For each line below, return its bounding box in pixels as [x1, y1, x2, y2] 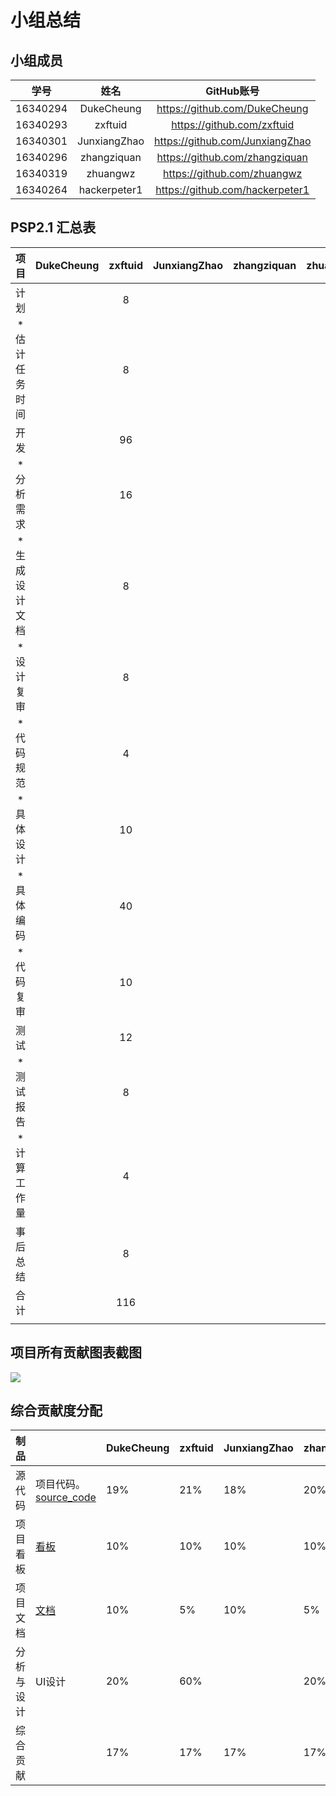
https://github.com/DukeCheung [156, 102, 309, 115]
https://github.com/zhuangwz [163, 167, 303, 180]
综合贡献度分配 [10, 1402, 103, 1420]
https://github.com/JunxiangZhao [154, 134, 312, 148]
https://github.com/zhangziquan [156, 151, 308, 164]
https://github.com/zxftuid [171, 118, 295, 131]
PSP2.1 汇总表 [10, 219, 97, 236]
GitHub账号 [205, 84, 260, 98]
